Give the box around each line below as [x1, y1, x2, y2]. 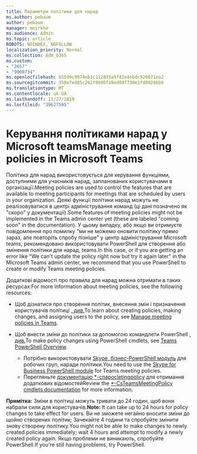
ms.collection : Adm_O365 [6, 52, 67, 58]
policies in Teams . [14, 319, 59, 327]
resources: [6, 289, 32, 296]
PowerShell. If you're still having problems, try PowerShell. [6, 441, 145, 448]
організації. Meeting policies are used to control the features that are [6, 184, 172, 191]
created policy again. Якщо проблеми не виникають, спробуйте [6, 435, 164, 442]
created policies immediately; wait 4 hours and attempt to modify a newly [6, 429, 184, 436]
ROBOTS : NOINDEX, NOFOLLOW [6, 42, 72, 48]
